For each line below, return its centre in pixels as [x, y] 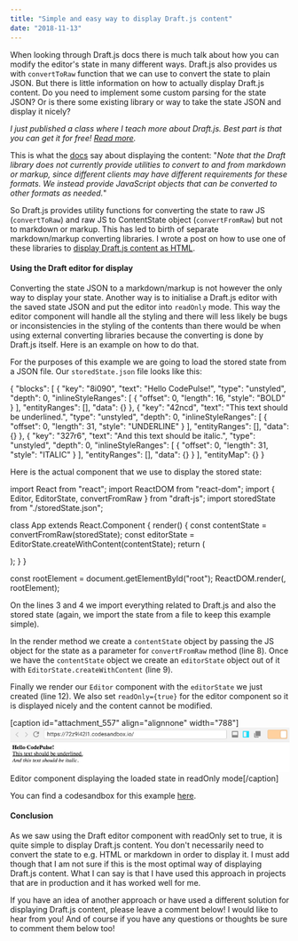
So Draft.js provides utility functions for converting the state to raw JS [137, 210]
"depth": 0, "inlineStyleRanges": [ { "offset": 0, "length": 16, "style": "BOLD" [148, 398]
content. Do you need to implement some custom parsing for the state [138, 92]
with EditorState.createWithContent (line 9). [92, 669]
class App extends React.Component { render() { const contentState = [138, 525]
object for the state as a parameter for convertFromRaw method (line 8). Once [149, 650]
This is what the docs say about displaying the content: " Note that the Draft [148, 155]
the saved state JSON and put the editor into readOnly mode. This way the [145, 307]
